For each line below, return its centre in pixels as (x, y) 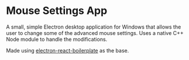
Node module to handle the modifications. (57, 39)
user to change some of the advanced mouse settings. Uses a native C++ (95, 33)
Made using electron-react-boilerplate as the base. (68, 50)
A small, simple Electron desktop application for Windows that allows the (94, 27)
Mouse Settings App (57, 11)
